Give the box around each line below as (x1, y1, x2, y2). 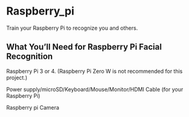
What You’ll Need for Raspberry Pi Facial (6, 42, 162, 52)
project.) (6, 74, 28, 81)
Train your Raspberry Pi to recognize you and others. (6, 24, 138, 32)
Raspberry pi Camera (6, 104, 59, 111)
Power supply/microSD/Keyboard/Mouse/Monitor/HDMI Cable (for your (6, 85, 184, 93)
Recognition (6, 52, 53, 62)
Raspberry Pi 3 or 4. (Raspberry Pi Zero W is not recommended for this (6, 67, 183, 75)
